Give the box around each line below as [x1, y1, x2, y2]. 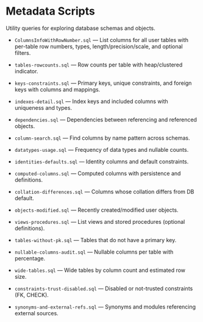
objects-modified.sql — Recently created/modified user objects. [14, 206, 179, 213]
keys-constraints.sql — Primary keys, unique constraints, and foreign [14, 79, 192, 87]
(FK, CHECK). [14, 291, 49, 298]
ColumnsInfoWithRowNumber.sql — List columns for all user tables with [14, 36, 188, 43]
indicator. [14, 67, 38, 74]
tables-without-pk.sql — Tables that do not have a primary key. [14, 236, 177, 243]
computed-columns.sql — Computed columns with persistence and [14, 170, 181, 177]
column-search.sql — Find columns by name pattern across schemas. [14, 134, 190, 141]
